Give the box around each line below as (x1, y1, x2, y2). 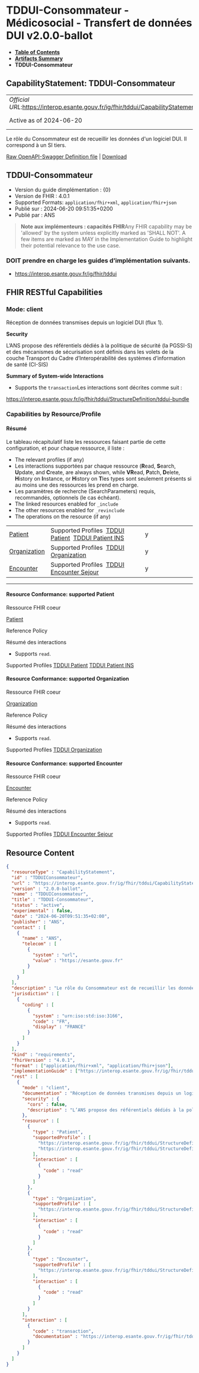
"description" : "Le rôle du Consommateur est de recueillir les (11, 985, 176, 991)
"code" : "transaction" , (32, 1328, 94, 1334)
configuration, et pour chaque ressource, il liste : (6, 444, 125, 452)
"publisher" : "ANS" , (11, 919, 65, 925)
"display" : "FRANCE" (32, 1024, 86, 1030)
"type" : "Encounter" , (32, 1256, 89, 1262)
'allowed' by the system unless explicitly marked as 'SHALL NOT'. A (20, 229, 186, 236)
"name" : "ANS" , (21, 935, 62, 942)
